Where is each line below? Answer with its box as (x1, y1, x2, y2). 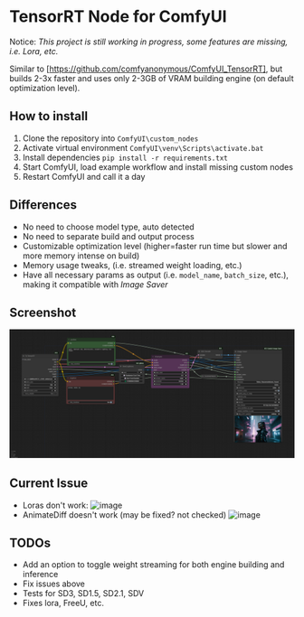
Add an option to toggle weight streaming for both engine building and (22, 559, 285, 570)
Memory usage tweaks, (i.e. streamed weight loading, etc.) (22, 259, 242, 270)
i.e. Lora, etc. (9, 45, 59, 56)
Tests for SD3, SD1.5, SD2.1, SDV (22, 588, 145, 599)
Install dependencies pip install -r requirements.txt (22, 152, 228, 163)
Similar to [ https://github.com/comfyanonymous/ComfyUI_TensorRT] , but (9, 63, 283, 74)
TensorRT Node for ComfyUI (9, 6, 228, 27)
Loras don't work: (22, 500, 89, 510)
